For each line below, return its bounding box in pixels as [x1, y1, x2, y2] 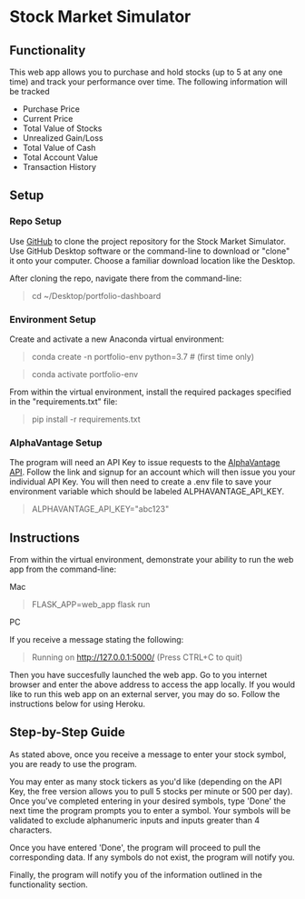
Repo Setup [9, 215, 62, 228]
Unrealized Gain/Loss [22, 133, 103, 143]
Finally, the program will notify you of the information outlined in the [9, 869, 263, 880]
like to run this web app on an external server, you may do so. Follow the [9, 689, 280, 700]
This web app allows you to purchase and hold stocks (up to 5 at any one [9, 66, 283, 77]
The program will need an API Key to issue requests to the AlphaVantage [9, 457, 280, 468]
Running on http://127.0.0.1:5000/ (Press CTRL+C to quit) [31, 652, 243, 663]
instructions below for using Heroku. [9, 698, 146, 710]
